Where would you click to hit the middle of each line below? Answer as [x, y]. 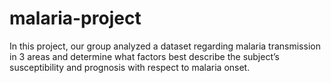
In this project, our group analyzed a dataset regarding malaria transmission [165, 46]
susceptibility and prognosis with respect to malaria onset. [130, 67]
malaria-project [75, 18]
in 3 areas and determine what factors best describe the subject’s [144, 56]
